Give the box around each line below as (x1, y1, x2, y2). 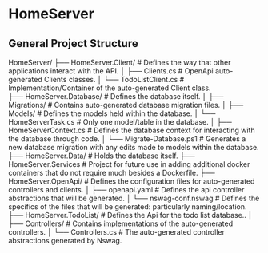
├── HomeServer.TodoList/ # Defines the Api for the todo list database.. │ (8, 211, 254, 219)
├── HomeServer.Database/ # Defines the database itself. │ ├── (8, 92, 224, 101)
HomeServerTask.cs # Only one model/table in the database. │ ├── (8, 117, 232, 126)
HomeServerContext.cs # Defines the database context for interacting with (8, 125, 255, 135)
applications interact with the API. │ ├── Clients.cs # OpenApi (8, 66, 214, 76)
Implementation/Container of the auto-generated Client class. (8, 83, 211, 93)
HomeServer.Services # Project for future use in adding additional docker (8, 160, 250, 168)
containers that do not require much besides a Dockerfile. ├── (8, 168, 215, 177)
